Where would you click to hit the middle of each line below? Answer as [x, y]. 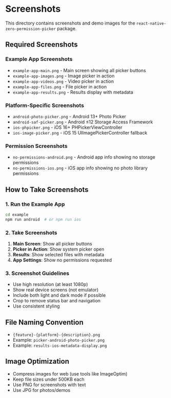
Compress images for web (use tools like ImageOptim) [70, 373]
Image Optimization [37, 361]
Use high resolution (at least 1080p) [50, 284]
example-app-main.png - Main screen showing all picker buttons [79, 70]
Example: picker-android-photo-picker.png [59, 340]
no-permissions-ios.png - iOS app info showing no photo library [80, 168]
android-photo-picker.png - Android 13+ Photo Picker [69, 116]
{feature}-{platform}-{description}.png [56, 335]
